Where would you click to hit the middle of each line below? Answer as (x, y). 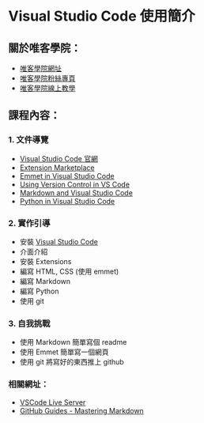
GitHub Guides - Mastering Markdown (81, 410)
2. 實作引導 (29, 223)
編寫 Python (39, 291)
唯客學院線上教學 (47, 88)
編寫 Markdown (45, 281)
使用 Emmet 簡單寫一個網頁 (64, 352)
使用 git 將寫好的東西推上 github (72, 362)
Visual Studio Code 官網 (59, 158)
